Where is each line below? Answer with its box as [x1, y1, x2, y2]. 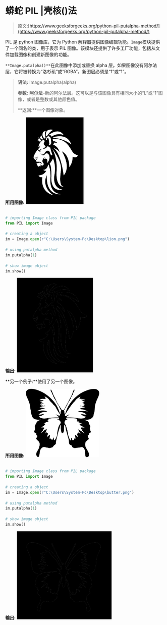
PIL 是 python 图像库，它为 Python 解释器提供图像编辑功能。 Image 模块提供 [5, 39, 160, 45]
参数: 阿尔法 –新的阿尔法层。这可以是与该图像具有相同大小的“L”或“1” [17, 90, 159, 96]
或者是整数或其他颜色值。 [26, 96, 80, 102]
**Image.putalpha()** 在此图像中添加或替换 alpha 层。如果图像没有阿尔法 [5, 62, 157, 68]
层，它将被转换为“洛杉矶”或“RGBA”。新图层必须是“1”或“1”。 [5, 68, 129, 74]
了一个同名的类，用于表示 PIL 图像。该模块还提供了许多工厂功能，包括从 [5, 45, 156, 51]
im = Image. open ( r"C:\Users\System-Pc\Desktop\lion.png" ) [5, 237, 130, 242]
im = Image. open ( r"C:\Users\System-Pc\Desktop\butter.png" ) [5, 490, 135, 495]
